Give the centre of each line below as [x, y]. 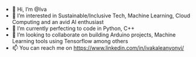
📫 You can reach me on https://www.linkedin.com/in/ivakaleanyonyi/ [98, 48]
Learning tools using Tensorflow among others [70, 41]
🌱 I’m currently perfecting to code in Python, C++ [73, 28]
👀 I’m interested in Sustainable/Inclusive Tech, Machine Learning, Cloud [101, 16]
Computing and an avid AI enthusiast [58, 22]
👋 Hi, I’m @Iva [29, 9]
